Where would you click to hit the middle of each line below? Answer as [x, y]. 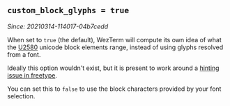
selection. [21, 96]
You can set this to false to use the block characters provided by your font [114, 89]
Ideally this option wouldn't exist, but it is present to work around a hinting [113, 68]
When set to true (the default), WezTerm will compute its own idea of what [114, 39]
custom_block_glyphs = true [68, 11]
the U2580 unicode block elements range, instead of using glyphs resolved [115, 47]
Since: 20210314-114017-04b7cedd [58, 26]
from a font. [24, 54]
